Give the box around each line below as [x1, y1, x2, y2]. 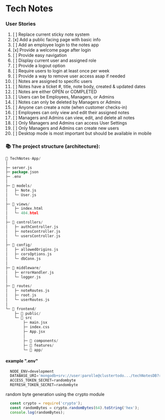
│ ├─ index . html [5, 206, 43, 211]
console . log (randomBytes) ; [10, 410, 65, 415]
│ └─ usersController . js [5, 233, 61, 238]
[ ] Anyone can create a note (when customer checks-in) [12, 104, 127, 110]
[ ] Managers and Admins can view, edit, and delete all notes [12, 115, 135, 121]
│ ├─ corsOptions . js [5, 252, 52, 257]
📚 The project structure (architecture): [5, 143, 100, 150]
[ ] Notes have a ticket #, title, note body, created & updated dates [12, 84, 146, 90]
